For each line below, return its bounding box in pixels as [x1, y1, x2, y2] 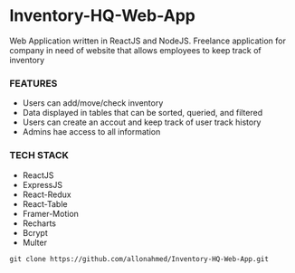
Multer [22, 237, 48, 248]
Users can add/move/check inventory [22, 98, 164, 108]
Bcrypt [22, 227, 48, 238]
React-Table [22, 198, 68, 209]
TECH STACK [9, 149, 70, 162]
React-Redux [22, 189, 71, 200]
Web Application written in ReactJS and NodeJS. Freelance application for [9, 35, 287, 46]
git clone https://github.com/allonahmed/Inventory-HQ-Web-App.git [9, 254, 270, 263]
